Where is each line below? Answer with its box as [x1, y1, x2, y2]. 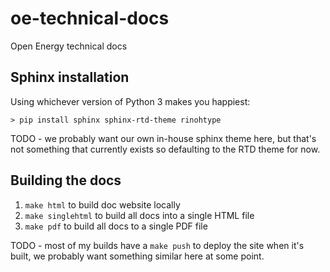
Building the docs [10, 172, 122, 189]
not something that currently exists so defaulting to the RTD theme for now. [10, 143, 321, 155]
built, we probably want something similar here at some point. [10, 250, 265, 262]
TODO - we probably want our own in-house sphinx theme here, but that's [10, 132, 317, 144]
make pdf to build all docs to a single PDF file [24, 220, 208, 232]
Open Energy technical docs [10, 40, 128, 52]
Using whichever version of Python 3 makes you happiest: [10, 95, 251, 107]
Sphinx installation [10, 69, 130, 86]
